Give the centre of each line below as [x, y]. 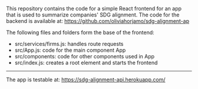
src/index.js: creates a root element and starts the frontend [86, 62]
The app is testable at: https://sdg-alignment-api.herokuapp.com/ [86, 80]
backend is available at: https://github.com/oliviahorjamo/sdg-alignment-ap [98, 21]
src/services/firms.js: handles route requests [69, 44]
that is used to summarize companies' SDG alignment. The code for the [93, 15]
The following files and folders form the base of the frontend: [80, 32]
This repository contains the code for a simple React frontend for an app [94, 9]
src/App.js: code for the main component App [70, 50]
